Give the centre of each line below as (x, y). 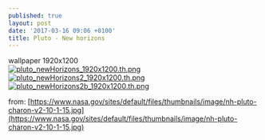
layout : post (30, 23)
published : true (35, 16)
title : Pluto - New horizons (57, 38)
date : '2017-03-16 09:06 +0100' (62, 30)
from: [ (19, 102)
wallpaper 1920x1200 (43, 61)
